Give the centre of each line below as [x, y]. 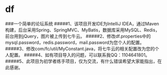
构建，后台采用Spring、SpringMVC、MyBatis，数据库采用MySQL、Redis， [82, 30]
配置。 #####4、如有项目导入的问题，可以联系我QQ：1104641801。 [79, 55]
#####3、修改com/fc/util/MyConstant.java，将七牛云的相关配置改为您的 [80, 48]
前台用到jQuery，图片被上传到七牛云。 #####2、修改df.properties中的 [78, 36]
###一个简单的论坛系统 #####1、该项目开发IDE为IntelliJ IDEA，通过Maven [82, 23]
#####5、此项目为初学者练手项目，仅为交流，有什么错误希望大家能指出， [81, 61]
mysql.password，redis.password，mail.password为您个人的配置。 [75, 42]
